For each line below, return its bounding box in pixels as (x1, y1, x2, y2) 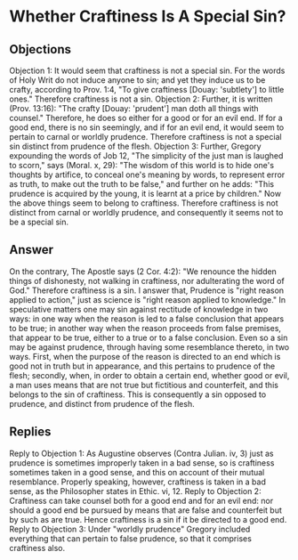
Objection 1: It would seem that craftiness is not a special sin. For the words (9, 65, 286, 76)
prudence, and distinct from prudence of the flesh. (9, 398, 195, 409)
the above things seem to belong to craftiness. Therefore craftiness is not (9, 198, 278, 208)
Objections (9, 42, 72, 57)
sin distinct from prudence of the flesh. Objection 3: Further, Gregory (9, 141, 262, 151)
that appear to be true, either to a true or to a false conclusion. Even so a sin (9, 332, 288, 343)
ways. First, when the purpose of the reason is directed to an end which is (9, 351, 281, 361)
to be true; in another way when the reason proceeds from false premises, (9, 322, 282, 333)
